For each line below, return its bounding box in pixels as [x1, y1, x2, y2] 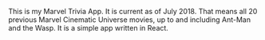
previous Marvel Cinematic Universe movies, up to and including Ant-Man [8, 15, 251, 24]
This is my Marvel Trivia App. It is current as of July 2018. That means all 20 [8, 7, 258, 16]
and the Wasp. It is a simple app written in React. [8, 24, 169, 32]
